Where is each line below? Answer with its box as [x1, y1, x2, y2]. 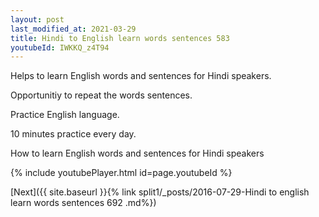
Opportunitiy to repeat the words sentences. [10, 89, 193, 101]
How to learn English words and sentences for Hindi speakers [10, 147, 265, 160]
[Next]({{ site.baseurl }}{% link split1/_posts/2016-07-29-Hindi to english [10, 186, 310, 198]
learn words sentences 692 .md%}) [10, 197, 157, 209]
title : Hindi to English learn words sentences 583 [10, 33, 230, 43]
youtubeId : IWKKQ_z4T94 [10, 42, 110, 53]
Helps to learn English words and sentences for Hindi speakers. [10, 70, 272, 82]
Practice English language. [10, 109, 120, 121]
